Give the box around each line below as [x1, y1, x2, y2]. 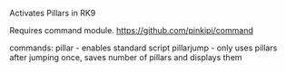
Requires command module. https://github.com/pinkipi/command [9, 25, 254, 35]
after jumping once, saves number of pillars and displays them [9, 52, 242, 62]
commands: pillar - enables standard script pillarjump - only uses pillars [9, 42, 278, 53]
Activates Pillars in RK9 [9, 8, 96, 18]
